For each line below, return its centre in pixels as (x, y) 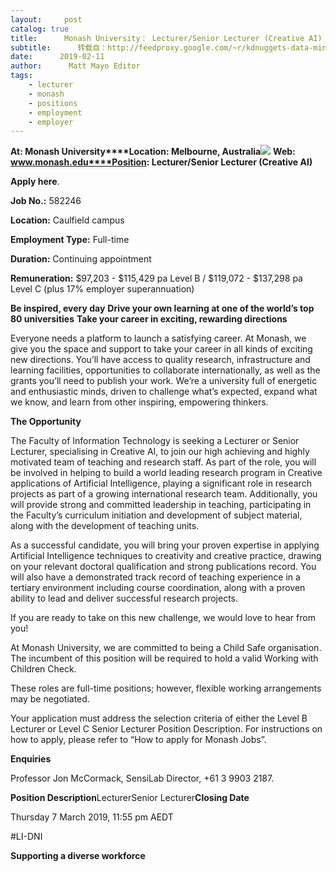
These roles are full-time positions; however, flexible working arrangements (166, 688)
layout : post (46, 19)
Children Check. (43, 669)
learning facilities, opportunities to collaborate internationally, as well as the (165, 370)
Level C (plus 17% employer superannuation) (102, 289)
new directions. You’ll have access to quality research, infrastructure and (160, 360)
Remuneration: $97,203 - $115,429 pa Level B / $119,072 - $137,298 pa (156, 278)
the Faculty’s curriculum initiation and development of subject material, (156, 515)
